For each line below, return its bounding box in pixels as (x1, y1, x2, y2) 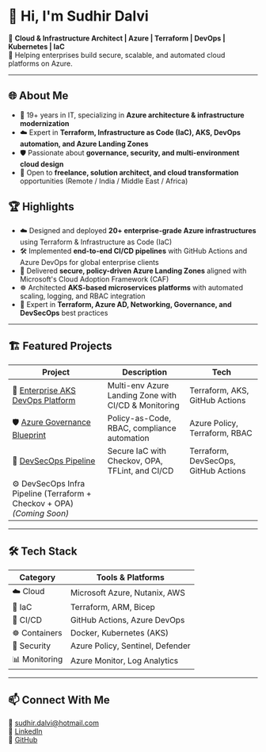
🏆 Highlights (8, 200, 74, 213)
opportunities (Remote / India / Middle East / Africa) (19, 176, 188, 186)
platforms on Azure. (8, 59, 73, 68)
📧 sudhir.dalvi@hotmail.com (8, 718, 99, 727)
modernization (19, 118, 70, 128)
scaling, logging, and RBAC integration (19, 291, 146, 301)
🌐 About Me (8, 89, 69, 102)
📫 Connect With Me (8, 693, 111, 707)
